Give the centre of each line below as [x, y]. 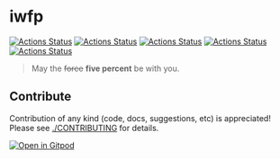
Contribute [41, 97]
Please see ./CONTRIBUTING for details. [84, 128]
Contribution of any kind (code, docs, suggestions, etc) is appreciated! [140, 118]
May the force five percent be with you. [105, 68]
